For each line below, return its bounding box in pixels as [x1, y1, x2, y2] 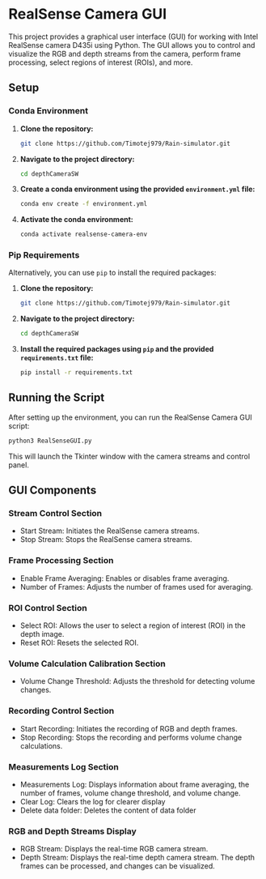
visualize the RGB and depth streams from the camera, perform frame [8, 49, 241, 58]
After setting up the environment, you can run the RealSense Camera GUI [8, 412, 252, 422]
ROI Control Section [8, 602, 87, 613]
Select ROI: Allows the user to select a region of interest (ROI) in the [19, 621, 246, 630]
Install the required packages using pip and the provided [19, 344, 214, 354]
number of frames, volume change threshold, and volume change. [19, 787, 241, 798]
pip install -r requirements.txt [19, 369, 133, 377]
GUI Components [8, 484, 97, 497]
